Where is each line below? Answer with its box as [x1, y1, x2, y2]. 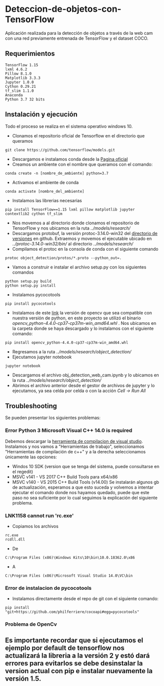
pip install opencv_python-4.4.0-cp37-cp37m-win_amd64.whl [5, 340, 129, 345]
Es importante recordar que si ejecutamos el [5, 636, 143, 644]
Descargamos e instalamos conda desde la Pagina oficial [12, 156, 128, 162]
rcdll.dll [5, 537, 26, 542]
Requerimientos [5, 50, 55, 58]
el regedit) [12, 469, 33, 475]
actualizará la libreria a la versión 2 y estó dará [5, 651, 150, 660]
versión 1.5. [5, 674, 42, 683]
